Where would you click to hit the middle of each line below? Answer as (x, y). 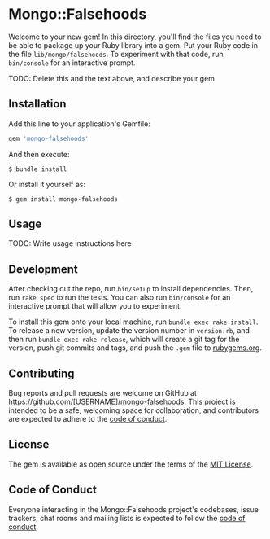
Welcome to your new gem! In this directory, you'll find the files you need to (135, 37)
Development (44, 269)
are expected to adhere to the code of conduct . (88, 419)
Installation (37, 104)
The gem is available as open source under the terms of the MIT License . (131, 464)
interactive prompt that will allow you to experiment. (95, 306)
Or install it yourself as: (47, 184)
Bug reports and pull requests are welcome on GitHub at (103, 393)
